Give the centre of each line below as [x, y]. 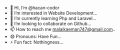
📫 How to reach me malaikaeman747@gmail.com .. [63, 29]
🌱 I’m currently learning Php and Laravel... [53, 18]
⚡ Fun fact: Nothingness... [36, 42]
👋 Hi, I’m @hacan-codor [35, 8]
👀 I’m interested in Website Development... [53, 13]
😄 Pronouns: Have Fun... [35, 36]
